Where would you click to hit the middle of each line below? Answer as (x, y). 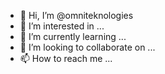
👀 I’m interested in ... (62, 26)
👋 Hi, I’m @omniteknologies (76, 15)
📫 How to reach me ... (66, 58)
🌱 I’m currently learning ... (73, 36)
